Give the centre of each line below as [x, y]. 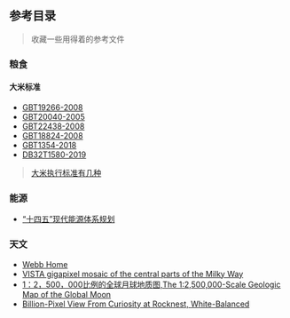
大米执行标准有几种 [66, 172]
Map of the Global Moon [67, 294]
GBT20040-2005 [54, 116]
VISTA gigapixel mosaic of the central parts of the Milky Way [133, 274]
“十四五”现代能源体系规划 [68, 219]
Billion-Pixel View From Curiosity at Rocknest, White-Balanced [136, 304]
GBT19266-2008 [52, 107]
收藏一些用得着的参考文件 [78, 39]
